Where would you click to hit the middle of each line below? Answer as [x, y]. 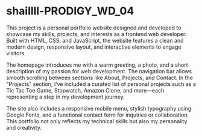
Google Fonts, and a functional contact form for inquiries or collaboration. [98, 115]
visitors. [16, 53]
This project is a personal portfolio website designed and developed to [94, 28]
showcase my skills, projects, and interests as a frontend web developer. [96, 34]
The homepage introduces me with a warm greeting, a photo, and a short [97, 65]
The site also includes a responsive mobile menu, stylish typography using [99, 108]
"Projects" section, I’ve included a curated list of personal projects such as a [101, 84]
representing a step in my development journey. [66, 97]
